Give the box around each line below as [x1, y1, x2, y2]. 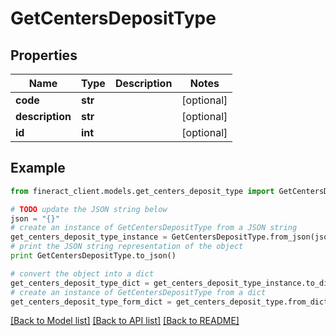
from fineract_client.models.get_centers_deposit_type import [10, 186, 275, 196]
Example [10, 160, 66, 177]
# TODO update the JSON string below [10, 204, 168, 214]
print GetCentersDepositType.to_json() [10, 251, 177, 261]
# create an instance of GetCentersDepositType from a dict [10, 287, 267, 297]
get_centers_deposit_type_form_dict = [10, 297, 172, 307]
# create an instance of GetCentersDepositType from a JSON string [10, 223, 298, 233]
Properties [10, 47, 78, 64]
